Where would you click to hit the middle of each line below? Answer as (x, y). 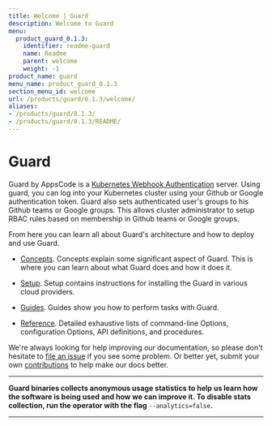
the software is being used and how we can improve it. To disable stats (130, 396)
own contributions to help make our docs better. (88, 364)
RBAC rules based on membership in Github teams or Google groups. (124, 218)
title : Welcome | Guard (49, 16)
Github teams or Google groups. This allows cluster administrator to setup (132, 210)
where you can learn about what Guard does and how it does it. (126, 267)
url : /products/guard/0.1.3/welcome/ (72, 99)
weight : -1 (41, 69)
